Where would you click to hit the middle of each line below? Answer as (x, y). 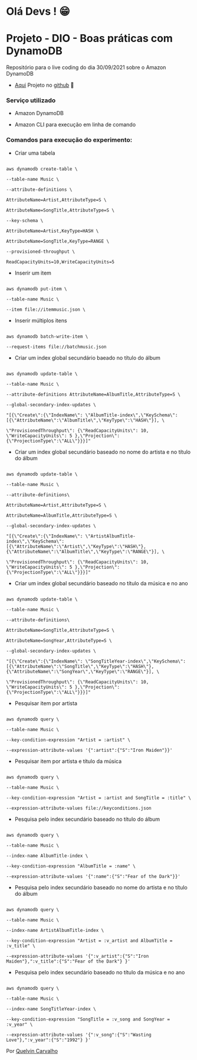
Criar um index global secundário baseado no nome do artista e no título (103, 452)
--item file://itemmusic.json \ (46, 309)
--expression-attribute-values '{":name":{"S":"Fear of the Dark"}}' (93, 876)
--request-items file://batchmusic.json (57, 347)
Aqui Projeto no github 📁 (44, 85)
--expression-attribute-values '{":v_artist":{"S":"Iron (78, 956)
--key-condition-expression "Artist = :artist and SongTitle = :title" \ (99, 798)
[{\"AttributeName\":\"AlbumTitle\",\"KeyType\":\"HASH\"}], (83, 420)
